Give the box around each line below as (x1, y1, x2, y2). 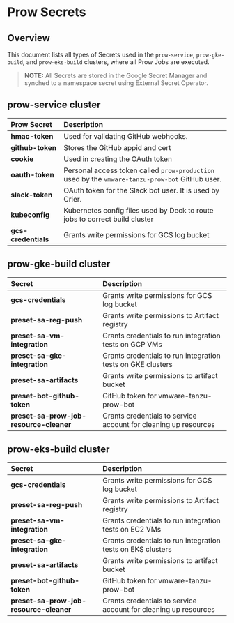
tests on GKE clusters (102, 359, 173, 369)
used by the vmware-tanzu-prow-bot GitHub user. (63, 174, 222, 183)
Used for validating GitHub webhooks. (63, 131, 188, 141)
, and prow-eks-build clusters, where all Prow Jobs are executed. (22, 58, 210, 66)
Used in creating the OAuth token (63, 154, 173, 164)
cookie (10, 154, 34, 164)
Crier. (63, 194, 82, 204)
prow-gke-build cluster (7, 258, 111, 270)
